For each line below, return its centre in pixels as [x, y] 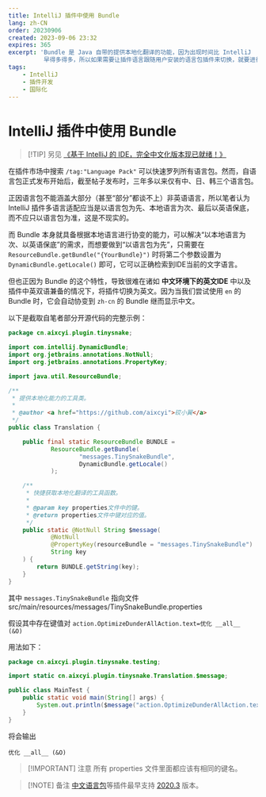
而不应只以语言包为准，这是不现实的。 [70, 218]
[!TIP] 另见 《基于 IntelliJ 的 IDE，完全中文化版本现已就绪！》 [127, 155]
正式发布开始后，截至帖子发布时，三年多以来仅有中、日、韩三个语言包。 [140, 181]
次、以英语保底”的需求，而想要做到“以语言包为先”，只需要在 [106, 245]
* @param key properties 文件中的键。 [84, 508]
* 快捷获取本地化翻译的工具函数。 [74, 493]
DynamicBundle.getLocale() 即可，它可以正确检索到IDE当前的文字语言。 [125, 264]
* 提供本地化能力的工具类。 [51, 398]
